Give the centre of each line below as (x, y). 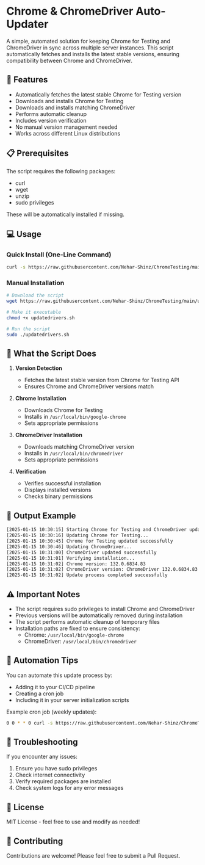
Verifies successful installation (63, 483)
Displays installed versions (58, 490)
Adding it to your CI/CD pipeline (55, 687)
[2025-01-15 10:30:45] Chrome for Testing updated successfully (90, 541)
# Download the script (35, 295)
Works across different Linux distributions (68, 133)
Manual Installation (35, 283)
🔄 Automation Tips (42, 661)
